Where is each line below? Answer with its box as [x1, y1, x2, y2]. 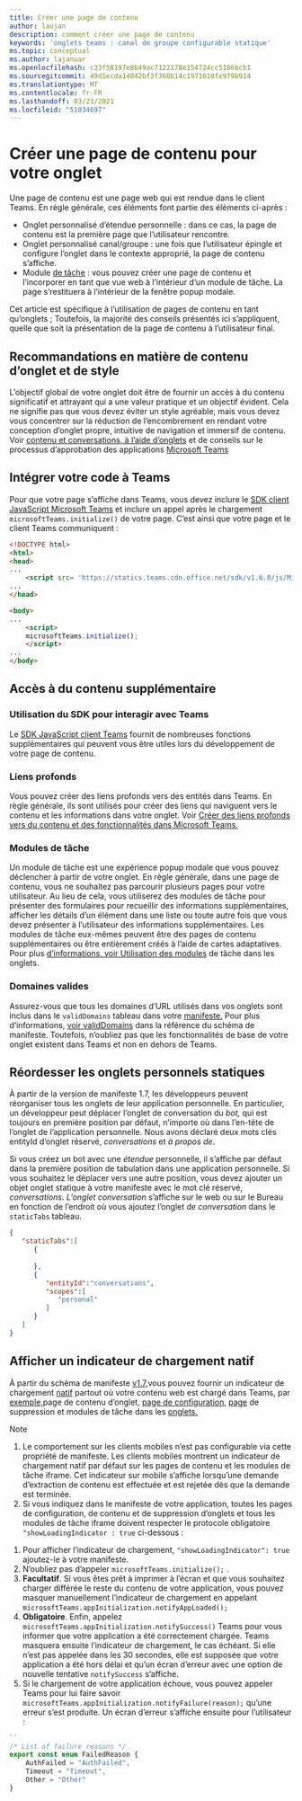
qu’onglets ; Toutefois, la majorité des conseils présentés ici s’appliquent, [9, 314, 280, 324]
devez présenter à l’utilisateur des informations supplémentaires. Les [9, 919, 265, 930]
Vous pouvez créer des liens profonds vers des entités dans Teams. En [9, 791, 272, 802]
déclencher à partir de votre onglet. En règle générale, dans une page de [9, 872, 280, 883]
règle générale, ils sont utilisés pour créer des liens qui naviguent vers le [9, 801, 278, 812]
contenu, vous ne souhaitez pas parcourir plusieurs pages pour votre [9, 882, 265, 892]
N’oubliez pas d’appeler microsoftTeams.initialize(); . [22, 1563, 229, 1574]
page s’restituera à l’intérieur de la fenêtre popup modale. [22, 287, 235, 297]
